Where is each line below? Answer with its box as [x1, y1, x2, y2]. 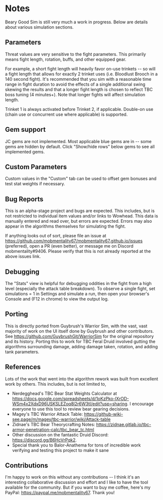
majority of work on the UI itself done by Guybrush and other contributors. [5, 328, 154, 334]
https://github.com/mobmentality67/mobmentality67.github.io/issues [5, 238, 143, 244]
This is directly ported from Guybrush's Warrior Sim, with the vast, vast [5, 323, 147, 329]
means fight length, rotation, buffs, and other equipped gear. [5, 56, 127, 62]
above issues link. [5, 253, 41, 259]
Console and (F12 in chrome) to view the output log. [5, 296, 109, 302]
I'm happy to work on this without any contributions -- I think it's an [5, 474, 140, 480]
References [5, 363, 41, 371]
